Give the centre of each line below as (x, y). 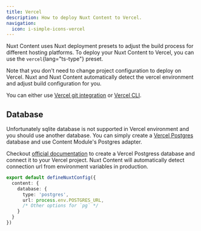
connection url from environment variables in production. (77, 167)
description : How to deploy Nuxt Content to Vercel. (74, 18)
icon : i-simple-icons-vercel (48, 29)
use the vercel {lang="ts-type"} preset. (55, 59)
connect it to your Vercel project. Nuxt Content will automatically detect (95, 160)
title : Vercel (24, 12)
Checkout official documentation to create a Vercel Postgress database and (100, 154)
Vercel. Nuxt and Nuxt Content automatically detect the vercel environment (100, 77)
